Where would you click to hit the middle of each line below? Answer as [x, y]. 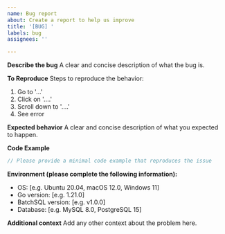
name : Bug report [32, 13]
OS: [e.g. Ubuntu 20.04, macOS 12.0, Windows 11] [88, 187]
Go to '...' [30, 92]
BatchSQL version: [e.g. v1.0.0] [61, 202]
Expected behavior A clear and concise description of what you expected [113, 127]
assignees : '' [28, 39]
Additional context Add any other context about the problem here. [102, 223]
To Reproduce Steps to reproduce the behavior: [75, 79]
